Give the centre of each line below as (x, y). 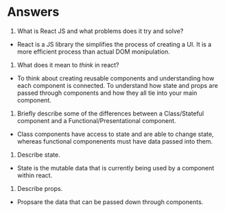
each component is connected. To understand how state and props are (117, 85)
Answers (33, 12)
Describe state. (38, 155)
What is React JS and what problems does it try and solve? (100, 31)
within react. (35, 175)
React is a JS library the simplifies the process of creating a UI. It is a (114, 44)
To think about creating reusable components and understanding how (116, 78)
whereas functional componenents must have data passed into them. (115, 141)
